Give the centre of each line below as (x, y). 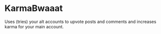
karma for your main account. (34, 26)
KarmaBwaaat (34, 8)
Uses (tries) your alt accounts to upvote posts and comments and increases (80, 22)
